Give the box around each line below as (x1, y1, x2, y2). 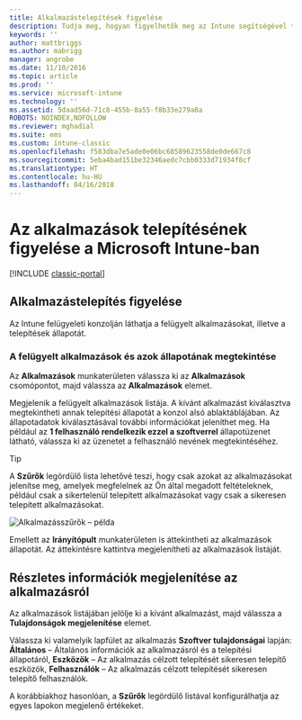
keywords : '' (9, 30, 58, 39)
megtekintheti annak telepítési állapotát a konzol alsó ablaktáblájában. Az (9, 407, 280, 418)
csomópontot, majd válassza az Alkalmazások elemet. (9, 380, 213, 391)
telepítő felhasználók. (9, 672, 89, 684)
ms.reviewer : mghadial (9, 122, 94, 131)
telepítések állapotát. (9, 328, 87, 338)
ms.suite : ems (9, 130, 63, 139)
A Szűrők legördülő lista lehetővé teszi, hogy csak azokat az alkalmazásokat (9, 471, 292, 481)
